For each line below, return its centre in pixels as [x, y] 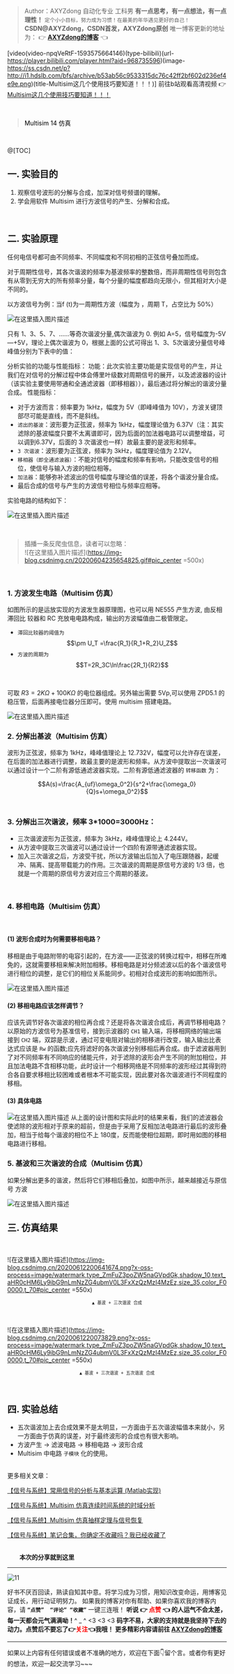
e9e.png [19, 84]
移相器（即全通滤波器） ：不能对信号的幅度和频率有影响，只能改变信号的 [115, 459]
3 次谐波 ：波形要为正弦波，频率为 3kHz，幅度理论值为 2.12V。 [106, 450]
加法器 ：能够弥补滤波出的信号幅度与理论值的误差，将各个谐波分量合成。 [120, 477]
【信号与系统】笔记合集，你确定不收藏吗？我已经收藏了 [86, 1535]
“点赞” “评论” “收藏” [57, 1610]
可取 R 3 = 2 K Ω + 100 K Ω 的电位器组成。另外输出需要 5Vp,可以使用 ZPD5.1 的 [116, 692]
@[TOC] [19, 150]
